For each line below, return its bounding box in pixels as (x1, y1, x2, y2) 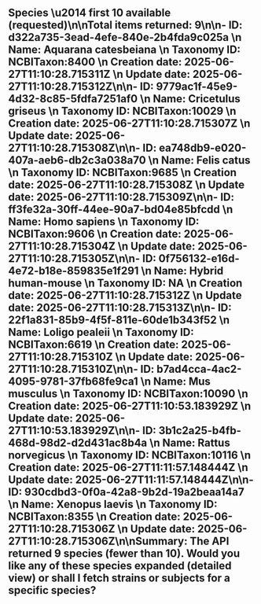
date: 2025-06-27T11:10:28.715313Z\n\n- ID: (8, 301, 232, 315)
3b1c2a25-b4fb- (158, 424, 241, 437)
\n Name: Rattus (149, 436, 230, 450)
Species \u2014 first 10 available (8, 6, 171, 20)
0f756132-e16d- (158, 252, 240, 266)
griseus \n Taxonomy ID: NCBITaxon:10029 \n (8, 105, 237, 118)
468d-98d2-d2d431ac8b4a (8, 436, 148, 450)
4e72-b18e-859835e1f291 (8, 264, 139, 278)
